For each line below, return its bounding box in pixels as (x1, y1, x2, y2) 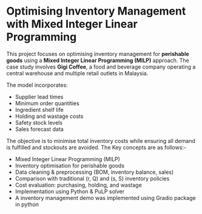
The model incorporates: (6, 81, 68, 89)
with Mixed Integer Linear (6, 17, 138, 31)
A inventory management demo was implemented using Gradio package (15, 194, 196, 201)
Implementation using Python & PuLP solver (15, 187, 125, 195)
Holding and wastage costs (15, 112, 84, 120)
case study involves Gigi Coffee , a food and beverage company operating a (6, 63, 196, 71)
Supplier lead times (15, 93, 64, 100)
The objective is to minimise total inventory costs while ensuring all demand (6, 137, 195, 144)
